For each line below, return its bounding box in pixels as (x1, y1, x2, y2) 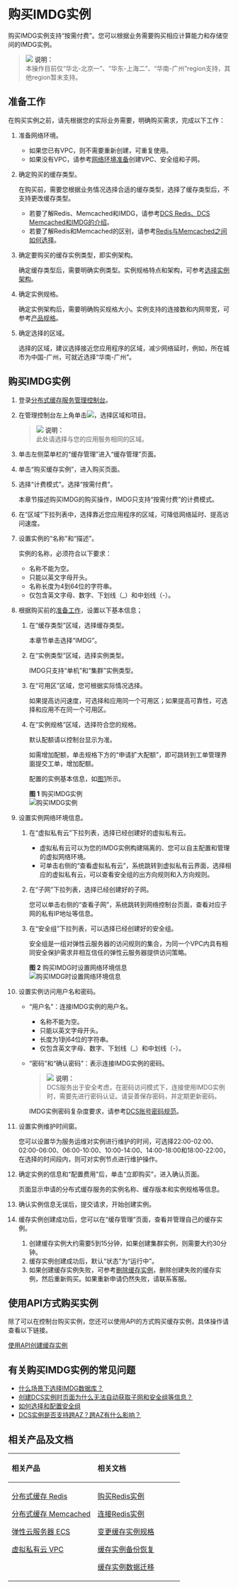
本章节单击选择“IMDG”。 (28, 636, 101, 644)
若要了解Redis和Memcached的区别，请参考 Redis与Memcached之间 (28, 226, 227, 235)
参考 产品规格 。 (18, 314, 62, 322)
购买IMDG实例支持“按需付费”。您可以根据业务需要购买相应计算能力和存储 (8, 31, 222, 40)
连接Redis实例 (97, 1509, 144, 1519)
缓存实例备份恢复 (97, 1544, 155, 1554)
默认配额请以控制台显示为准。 (28, 735, 116, 743)
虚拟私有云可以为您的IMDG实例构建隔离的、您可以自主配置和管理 (39, 843, 230, 852)
